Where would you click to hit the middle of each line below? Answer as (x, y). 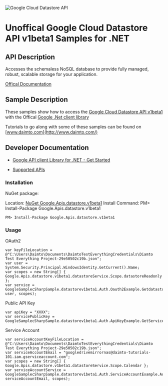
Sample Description (37, 100)
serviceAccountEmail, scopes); (38, 379)
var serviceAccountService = (35, 370)
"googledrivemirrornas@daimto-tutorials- (107, 352)
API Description (30, 57)
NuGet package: (22, 193)
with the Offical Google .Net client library (47, 117)
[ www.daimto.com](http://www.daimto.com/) (51, 132)
